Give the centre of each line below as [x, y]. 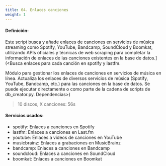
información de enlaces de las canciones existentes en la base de [73, 58]
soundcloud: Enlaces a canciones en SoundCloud [64, 153]
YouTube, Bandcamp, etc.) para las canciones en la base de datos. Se [77, 84]
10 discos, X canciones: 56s [47, 104]
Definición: [17, 31]
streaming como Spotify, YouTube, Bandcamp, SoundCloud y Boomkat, [79, 47]
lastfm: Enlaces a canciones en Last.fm [53, 132]
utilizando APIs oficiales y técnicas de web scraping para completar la [78, 52]
